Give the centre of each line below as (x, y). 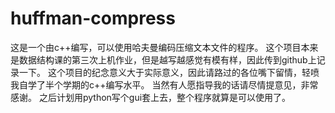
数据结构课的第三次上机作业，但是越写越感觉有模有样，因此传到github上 (167, 59)
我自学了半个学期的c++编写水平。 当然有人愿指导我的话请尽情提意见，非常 (164, 84)
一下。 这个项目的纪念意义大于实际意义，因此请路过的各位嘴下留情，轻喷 (169, 72)
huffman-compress (93, 18)
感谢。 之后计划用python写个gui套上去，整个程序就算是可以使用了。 (151, 97)
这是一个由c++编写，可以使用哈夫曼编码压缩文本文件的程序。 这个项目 (156, 47)
